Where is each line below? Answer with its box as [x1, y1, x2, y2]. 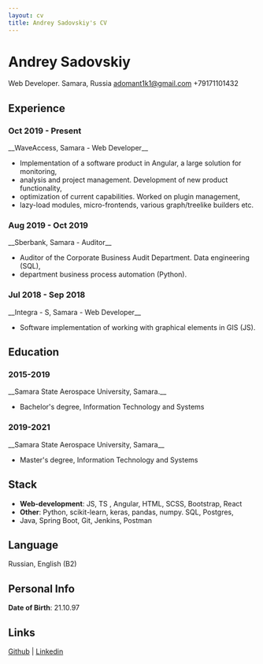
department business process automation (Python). [19, 269, 187, 280]
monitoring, [19, 167, 57, 176]
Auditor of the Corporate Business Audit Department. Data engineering [19, 253, 250, 262]
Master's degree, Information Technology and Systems [19, 454, 198, 465]
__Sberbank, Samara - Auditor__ [8, 238, 112, 247]
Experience [8, 102, 65, 115]
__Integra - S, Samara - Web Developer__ [8, 307, 142, 317]
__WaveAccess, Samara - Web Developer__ [8, 143, 148, 153]
